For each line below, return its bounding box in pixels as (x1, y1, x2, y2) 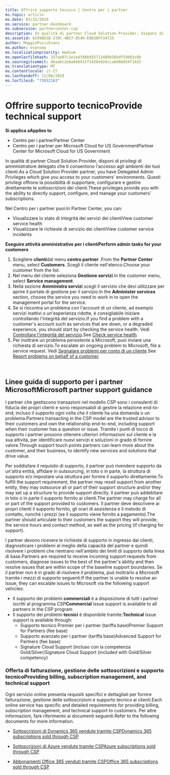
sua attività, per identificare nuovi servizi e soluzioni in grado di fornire (5, 437, 152, 443)
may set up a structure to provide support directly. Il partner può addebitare (5, 489, 163, 495)
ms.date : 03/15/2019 (5, 17, 49, 22)
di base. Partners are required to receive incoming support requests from (5, 553, 157, 559)
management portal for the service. (12, 299, 87, 305)
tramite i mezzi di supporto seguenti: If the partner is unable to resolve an (5, 574, 157, 580)
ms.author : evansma (5, 45, 47, 50)
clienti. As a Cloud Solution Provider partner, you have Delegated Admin (5, 168, 154, 175)
